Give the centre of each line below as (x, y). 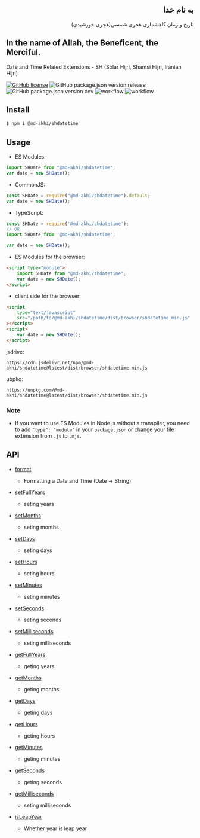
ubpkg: (15, 379)
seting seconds (43, 620)
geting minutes (42, 758)
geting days (38, 712)
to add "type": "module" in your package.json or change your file (94, 429)
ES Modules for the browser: (50, 257)
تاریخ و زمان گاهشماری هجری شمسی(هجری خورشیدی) (132, 24)
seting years (39, 504)
